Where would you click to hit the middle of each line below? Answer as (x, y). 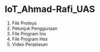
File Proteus (24, 23)
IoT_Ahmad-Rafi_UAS (50, 9)
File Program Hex (30, 39)
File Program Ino (29, 33)
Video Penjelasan (30, 44)
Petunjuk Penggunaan (35, 28)
